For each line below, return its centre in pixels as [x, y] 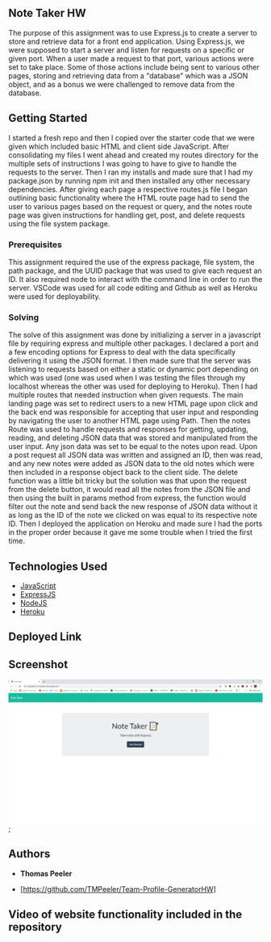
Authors [29, 854]
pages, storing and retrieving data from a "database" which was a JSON [128, 75]
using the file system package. [59, 223]
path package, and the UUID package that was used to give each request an [135, 271]
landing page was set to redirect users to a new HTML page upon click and [133, 404]
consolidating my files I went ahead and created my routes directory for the [133, 155]
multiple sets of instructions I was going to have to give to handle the [123, 163]
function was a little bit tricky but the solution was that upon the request [128, 481]
